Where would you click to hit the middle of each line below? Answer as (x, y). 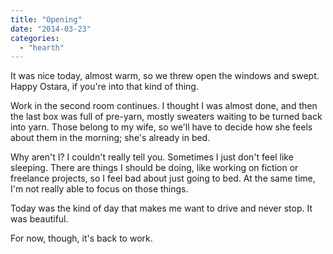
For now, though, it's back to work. (81, 238)
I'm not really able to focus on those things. (99, 189)
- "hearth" (42, 47)
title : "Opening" (46, 19)
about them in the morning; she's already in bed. (110, 138)
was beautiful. (39, 219)
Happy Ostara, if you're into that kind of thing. (104, 87)
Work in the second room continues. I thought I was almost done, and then (164, 106)
